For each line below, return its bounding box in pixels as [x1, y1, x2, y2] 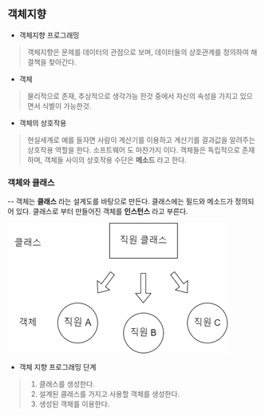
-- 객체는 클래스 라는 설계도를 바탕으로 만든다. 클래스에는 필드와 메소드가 [7, 196, 233, 206]
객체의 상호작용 [18, 118, 67, 128]
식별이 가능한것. [42, 101, 92, 110]
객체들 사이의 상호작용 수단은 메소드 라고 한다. [44, 155, 187, 164]
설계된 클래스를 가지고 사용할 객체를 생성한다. [38, 390, 180, 399]
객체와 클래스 [7, 176, 55, 188]
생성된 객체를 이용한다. [38, 399, 110, 409]
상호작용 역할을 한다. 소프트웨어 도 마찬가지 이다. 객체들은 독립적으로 [26, 145, 240, 154]
